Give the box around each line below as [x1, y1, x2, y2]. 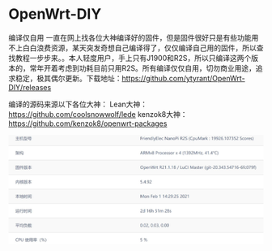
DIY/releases [8, 82, 52, 92]
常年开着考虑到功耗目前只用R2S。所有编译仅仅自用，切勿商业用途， [29, 63, 257, 73]
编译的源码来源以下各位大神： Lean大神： [8, 99, 148, 109]
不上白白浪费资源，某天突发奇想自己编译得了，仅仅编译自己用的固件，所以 [8, 42, 257, 53]
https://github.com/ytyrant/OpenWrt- [121, 73, 245, 83]
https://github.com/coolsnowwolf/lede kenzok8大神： [8, 109, 188, 119]
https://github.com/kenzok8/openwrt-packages [8, 119, 168, 128]
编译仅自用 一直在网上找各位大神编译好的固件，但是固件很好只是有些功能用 [8, 32, 259, 42]
